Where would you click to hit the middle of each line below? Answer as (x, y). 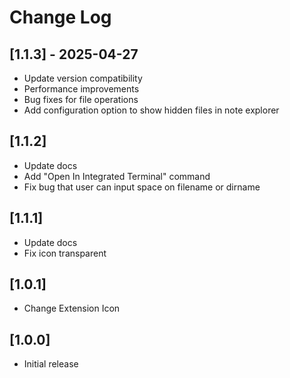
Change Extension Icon (72, 308)
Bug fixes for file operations (81, 99)
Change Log (60, 17)
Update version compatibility (83, 78)
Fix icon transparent (65, 253)
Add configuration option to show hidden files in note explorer (151, 110)
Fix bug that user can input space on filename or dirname (142, 187)
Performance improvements (81, 89)
